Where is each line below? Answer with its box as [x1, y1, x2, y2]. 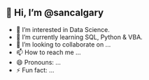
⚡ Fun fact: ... [15, 65, 55, 74]
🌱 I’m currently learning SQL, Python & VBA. [15, 33, 143, 41]
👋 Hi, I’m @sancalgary [6, 7, 104, 19]
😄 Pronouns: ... [15, 58, 62, 66]
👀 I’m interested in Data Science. [15, 25, 111, 33]
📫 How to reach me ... [15, 48, 81, 56]
